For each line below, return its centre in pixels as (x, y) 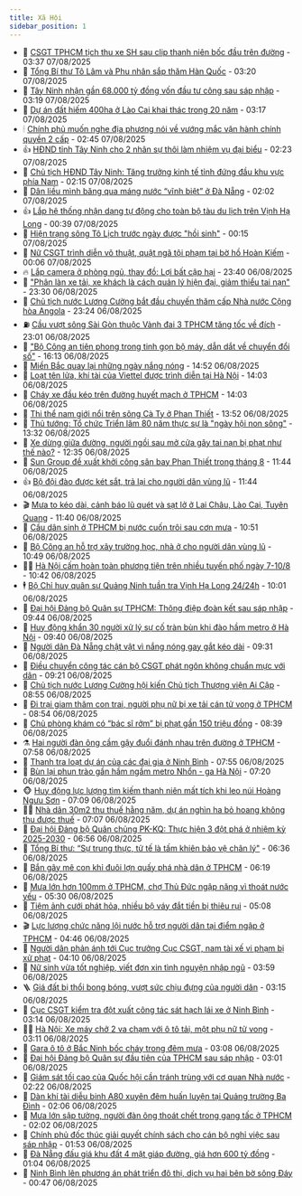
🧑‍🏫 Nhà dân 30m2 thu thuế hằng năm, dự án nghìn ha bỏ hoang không (154, 809)
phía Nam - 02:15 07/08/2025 (78, 181)
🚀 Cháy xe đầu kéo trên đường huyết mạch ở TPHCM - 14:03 (135, 394)
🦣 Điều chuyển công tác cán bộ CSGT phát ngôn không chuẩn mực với (154, 665)
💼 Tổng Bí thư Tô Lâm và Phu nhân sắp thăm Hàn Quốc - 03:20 (139, 71)
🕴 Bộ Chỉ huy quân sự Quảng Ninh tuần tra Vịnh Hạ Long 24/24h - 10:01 (154, 585)
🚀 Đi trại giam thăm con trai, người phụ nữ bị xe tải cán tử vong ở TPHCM (157, 704)
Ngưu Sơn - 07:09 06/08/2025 (79, 800)
